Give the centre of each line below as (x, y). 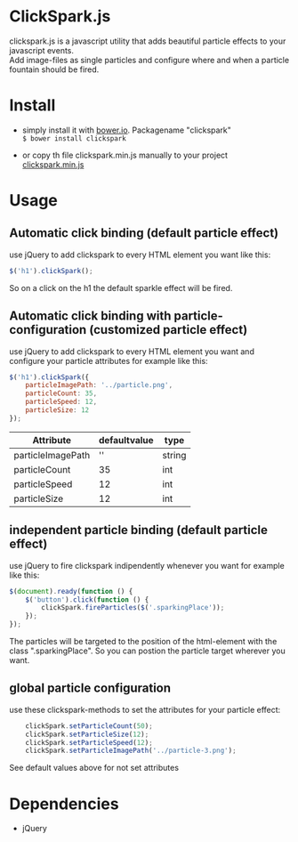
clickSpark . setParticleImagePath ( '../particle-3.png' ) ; (131, 751)
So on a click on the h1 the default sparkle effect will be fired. (121, 287)
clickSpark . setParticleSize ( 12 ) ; (87, 734)
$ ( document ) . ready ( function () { (71, 591)
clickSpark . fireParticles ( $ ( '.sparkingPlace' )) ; (133, 608)
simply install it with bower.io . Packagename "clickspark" (126, 130)
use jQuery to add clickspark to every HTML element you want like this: (140, 255)
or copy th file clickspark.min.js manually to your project (125, 155)
